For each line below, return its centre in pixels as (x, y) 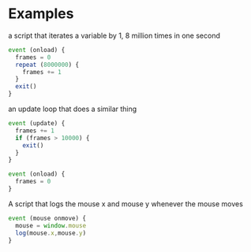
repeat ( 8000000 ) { (47, 65)
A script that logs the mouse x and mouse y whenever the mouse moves (126, 204)
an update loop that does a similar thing (73, 109)
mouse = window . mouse (51, 225)
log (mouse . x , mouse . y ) (51, 233)
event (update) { (37, 124)
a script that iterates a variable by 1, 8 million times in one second (114, 35)
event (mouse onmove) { (47, 218)
